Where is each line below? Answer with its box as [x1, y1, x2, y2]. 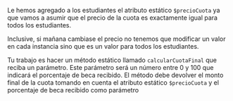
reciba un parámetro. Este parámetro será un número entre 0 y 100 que [7, 64, 214, 71]
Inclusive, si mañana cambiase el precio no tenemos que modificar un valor [7, 35, 226, 43]
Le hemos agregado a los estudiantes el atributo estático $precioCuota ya [7, 6, 220, 14]
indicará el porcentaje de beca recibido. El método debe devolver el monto [7, 71, 224, 79]
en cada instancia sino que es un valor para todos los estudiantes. [7, 42, 199, 50]
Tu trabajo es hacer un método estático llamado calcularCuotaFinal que [7, 56, 217, 64]
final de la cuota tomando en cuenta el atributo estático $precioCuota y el [7, 78, 220, 87]
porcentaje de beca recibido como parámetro [7, 86, 139, 94]
